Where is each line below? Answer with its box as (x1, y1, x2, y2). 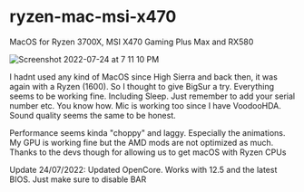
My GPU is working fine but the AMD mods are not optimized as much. (9, 137, 274, 148)
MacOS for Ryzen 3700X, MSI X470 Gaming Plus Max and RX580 (9, 36, 254, 47)
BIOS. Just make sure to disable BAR (9, 174, 147, 185)
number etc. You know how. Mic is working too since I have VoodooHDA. (9, 100, 281, 110)
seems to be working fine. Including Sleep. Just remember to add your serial (9, 91, 296, 101)
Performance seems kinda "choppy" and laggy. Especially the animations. (9, 127, 286, 138)
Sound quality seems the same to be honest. (9, 110, 177, 120)
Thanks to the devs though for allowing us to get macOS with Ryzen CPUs (9, 147, 287, 158)
